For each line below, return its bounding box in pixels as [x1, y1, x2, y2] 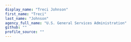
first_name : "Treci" [5, 12, 47, 16]
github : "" [5, 25, 27, 30]
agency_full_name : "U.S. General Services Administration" [5, 20, 127, 26]
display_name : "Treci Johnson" [5, 7, 68, 12]
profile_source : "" [5, 29, 45, 34]
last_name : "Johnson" [5, 16, 49, 21]
